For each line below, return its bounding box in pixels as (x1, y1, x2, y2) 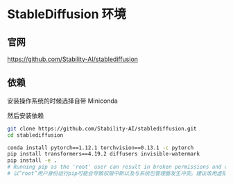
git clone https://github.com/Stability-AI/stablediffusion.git (7, 125, 197, 132)
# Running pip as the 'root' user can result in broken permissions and (7, 164, 222, 171)
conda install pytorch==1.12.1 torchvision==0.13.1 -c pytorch (7, 144, 194, 151)
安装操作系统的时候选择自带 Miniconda (7, 97, 118, 105)
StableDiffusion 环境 (7, 6, 126, 22)
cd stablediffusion (7, 131, 64, 139)
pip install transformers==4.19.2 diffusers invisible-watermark (7, 151, 200, 158)
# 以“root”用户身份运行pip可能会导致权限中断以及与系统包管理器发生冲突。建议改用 (7, 170, 217, 177)
